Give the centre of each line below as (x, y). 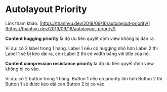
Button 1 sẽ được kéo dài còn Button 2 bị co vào (55, 84)
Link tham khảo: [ (23, 23)
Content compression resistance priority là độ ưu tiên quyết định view (80, 63)
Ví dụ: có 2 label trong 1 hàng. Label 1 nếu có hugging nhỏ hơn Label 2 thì (81, 48)
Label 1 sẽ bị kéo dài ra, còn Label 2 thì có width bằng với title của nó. (78, 54)
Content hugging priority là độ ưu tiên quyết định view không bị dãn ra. (80, 38)
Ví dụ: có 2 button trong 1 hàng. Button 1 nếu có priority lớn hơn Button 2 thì (84, 78)
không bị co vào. (23, 69)
